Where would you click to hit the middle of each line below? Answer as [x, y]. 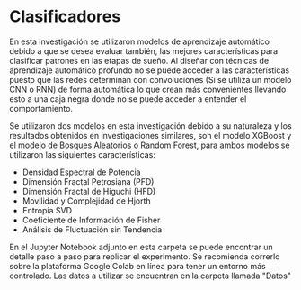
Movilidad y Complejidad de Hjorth [86, 201]
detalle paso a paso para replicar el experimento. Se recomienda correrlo [145, 256]
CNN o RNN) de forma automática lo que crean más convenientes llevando [148, 89]
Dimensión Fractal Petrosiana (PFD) [88, 181]
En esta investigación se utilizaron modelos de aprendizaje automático [139, 41]
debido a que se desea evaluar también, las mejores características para [144, 50]
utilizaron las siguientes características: [82, 154]
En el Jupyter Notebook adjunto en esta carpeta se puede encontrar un [142, 247]
